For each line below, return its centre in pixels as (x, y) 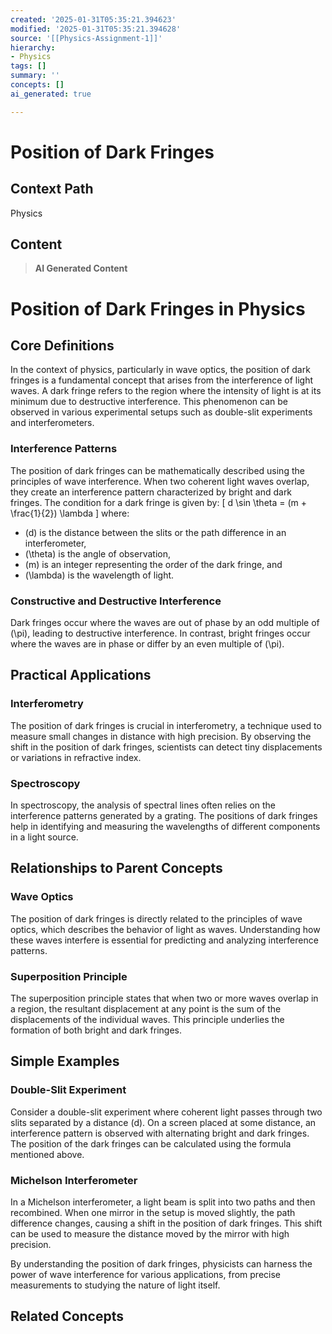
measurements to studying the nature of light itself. (115, 1285)
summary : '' (35, 76)
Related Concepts (67, 1316)
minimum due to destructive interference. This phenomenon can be (149, 402)
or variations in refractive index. (76, 757)
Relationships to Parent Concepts (116, 868)
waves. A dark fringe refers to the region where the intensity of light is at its (166, 391)
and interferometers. (52, 423)
